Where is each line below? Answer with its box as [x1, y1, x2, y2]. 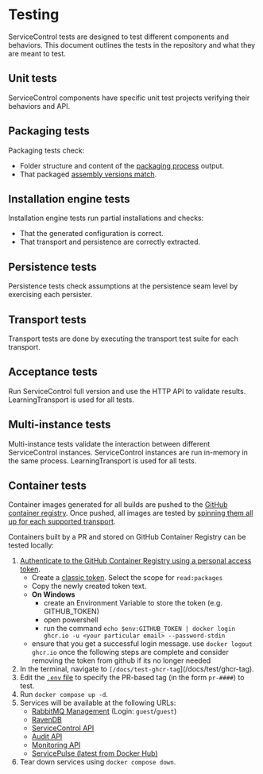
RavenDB [31, 715, 62, 725]
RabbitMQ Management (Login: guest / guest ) [31, 706, 177, 716]
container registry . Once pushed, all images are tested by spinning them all [8, 509, 253, 518]
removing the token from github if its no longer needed [31, 656, 211, 665]
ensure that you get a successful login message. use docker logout [31, 639, 253, 648]
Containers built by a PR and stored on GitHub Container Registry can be [8, 532, 246, 542]
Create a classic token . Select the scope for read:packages [31, 573, 223, 582]
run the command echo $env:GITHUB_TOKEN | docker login [43, 624, 236, 633]
